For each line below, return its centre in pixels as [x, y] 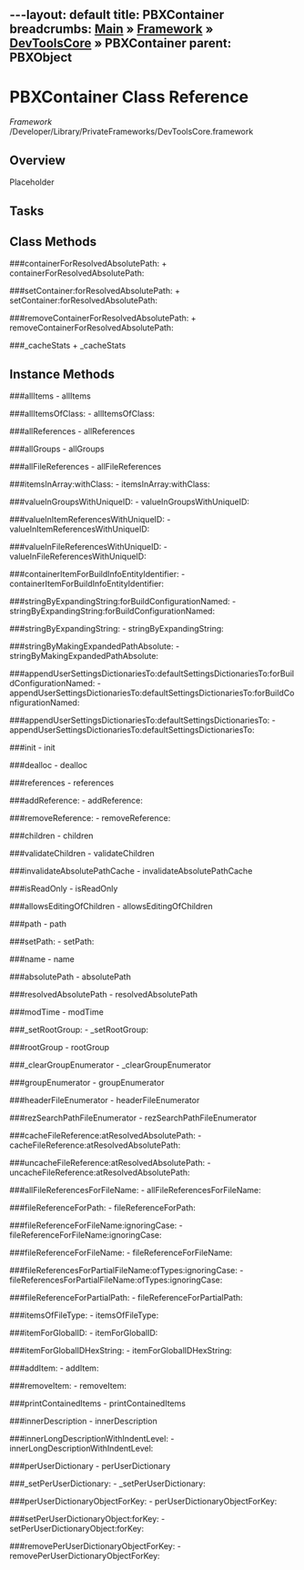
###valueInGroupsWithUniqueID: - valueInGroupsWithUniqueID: [130, 502]
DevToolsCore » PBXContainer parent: [121, 43]
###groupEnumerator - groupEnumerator [87, 1083]
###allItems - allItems [50, 396]
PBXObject [41, 58]
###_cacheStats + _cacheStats [68, 346]
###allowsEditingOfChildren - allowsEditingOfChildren [111, 907]
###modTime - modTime [57, 1012]
